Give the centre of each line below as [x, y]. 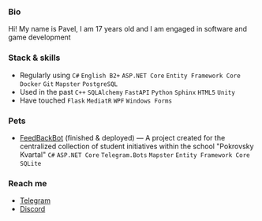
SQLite [30, 163]
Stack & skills [34, 58]
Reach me [28, 183]
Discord [32, 209]
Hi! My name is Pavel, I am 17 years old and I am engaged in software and [127, 29]
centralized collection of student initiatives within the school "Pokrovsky [137, 146]
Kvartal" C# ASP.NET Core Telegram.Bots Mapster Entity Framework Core [135, 154]
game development [39, 37]
